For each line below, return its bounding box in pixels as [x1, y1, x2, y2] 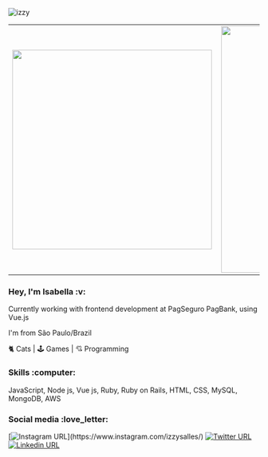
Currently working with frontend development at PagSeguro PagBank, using [8, 304, 258, 314]
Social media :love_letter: [8, 413, 109, 424]
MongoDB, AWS [8, 393, 61, 403]
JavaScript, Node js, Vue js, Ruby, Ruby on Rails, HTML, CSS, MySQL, [8, 385, 238, 395]
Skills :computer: [8, 367, 76, 378]
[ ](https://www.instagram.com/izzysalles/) [8, 431, 204, 441]
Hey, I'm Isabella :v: [8, 286, 86, 297]
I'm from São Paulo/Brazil [8, 328, 92, 338]
